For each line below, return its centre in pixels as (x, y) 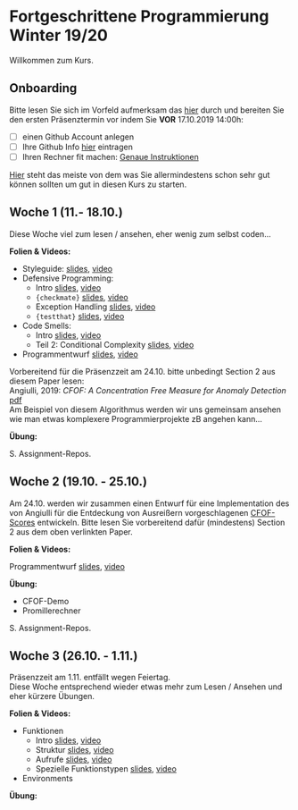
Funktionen (43, 731)
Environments (47, 779)
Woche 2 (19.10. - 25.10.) (79, 481)
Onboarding (43, 88)
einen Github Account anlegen (78, 137)
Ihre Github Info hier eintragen (78, 147)
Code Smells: (46, 325)
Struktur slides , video (74, 750)
